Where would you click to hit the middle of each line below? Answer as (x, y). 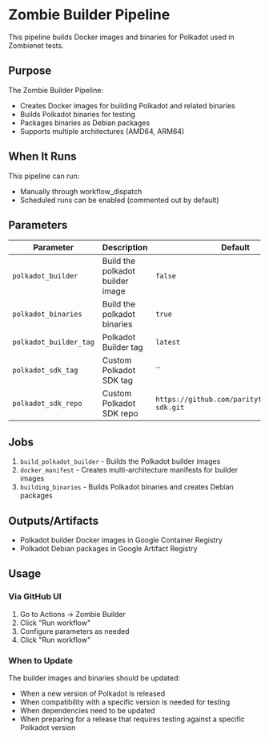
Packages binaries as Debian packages (85, 123)
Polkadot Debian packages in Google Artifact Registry (108, 548)
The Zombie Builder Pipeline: (56, 90)
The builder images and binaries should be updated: (94, 678)
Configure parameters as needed (74, 631)
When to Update (41, 660)
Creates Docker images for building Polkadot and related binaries (128, 105)
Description (125, 248)
